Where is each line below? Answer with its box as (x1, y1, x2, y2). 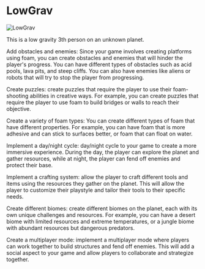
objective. (6, 105, 32, 112)
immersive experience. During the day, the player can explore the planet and (6, 148, 199, 156)
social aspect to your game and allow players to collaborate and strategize (6, 249, 194, 256)
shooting (6, 92, 29, 99)
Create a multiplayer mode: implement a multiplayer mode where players (6, 236, 190, 243)
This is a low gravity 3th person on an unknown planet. (6, 36, 145, 43)
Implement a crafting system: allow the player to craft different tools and (6, 173, 188, 181)
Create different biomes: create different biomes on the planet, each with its (6, 205, 198, 212)
